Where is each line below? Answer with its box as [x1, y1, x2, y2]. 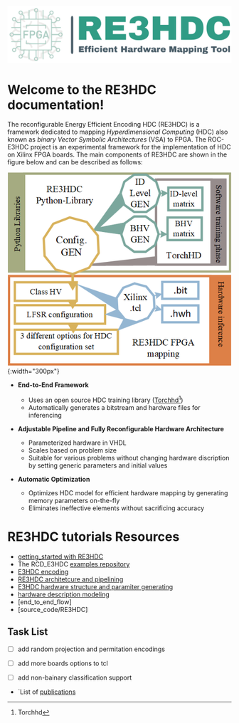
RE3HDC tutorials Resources [7, 529, 180, 545]
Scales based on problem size [28, 446, 117, 455]
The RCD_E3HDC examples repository [17, 560, 130, 569]
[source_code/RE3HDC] [17, 606, 88, 614]
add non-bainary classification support [17, 673, 132, 682]
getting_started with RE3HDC [17, 552, 104, 561]
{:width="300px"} [7, 367, 60, 376]
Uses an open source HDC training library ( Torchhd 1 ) [28, 394, 184, 404]
